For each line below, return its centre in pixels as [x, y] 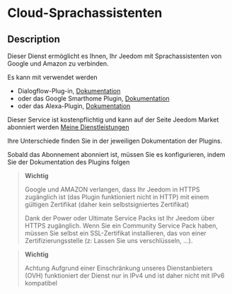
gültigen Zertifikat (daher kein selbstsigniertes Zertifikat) [107, 204]
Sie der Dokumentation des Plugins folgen [69, 162]
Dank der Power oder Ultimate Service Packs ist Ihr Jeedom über [120, 218]
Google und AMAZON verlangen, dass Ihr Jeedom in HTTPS [112, 189]
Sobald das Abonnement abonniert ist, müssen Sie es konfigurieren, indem [116, 154]
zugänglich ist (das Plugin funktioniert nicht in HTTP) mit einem [117, 197]
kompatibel [41, 283]
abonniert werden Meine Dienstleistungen [68, 127]
